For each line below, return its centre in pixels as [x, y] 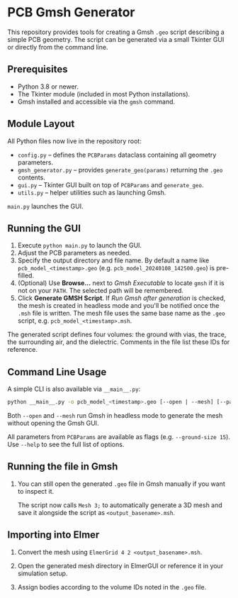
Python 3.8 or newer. [48, 87]
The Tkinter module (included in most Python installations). [104, 94]
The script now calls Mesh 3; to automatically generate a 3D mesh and [120, 505]
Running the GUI [44, 228]
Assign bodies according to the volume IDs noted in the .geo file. [112, 587]
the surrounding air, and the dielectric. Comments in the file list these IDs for [119, 342]
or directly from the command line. [58, 47]
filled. [25, 276]
